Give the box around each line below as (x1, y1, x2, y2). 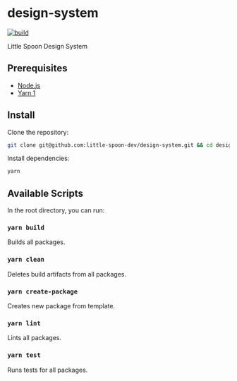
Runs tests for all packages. (7, 365, 88, 374)
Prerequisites (7, 62, 68, 75)
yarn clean (7, 255, 44, 264)
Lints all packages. (7, 334, 62, 342)
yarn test (7, 351, 41, 359)
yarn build (7, 224, 44, 232)
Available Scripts (7, 187, 83, 199)
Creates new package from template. (7, 302, 115, 310)
